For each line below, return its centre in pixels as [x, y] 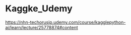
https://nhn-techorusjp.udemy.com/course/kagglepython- [65, 22]
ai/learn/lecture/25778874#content [42, 27]
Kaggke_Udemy [39, 9]
